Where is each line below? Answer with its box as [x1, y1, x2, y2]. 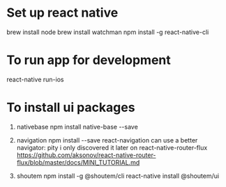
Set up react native [6, 5, 119, 21]
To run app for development [6, 52, 172, 68]
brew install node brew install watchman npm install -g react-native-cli [6, 28, 209, 36]
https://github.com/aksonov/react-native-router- [16, 151, 156, 159]
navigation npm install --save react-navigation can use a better [16, 136, 198, 144]
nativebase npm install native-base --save [16, 122, 139, 131]
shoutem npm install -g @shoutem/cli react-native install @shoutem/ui [16, 172, 220, 180]
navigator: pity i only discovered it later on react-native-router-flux [16, 143, 208, 152]
